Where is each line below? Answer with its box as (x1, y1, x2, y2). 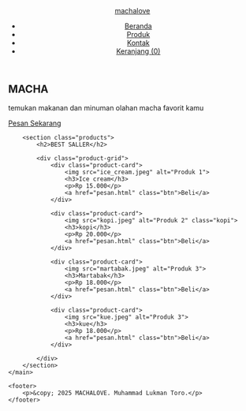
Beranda (125, 21, 152, 31)
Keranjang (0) (116, 47, 161, 56)
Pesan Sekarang (8, 118, 61, 128)
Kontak (127, 38, 150, 47)
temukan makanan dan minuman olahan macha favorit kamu (8, 103, 204, 113)
